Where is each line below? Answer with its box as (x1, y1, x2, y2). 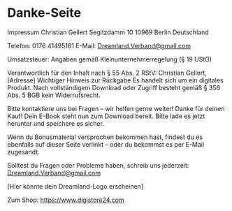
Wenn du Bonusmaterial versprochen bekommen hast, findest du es (7, 133, 203, 141)
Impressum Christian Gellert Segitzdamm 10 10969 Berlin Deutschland (7, 28, 209, 36)
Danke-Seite (7, 5, 82, 21)
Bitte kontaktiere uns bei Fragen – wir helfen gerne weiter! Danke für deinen (7, 104, 225, 112)
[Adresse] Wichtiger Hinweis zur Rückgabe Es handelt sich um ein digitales (7, 75, 224, 85)
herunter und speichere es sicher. (7, 119, 105, 127)
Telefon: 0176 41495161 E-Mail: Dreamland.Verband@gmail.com (7, 41, 191, 50)
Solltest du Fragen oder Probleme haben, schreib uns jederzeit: (7, 161, 189, 169)
